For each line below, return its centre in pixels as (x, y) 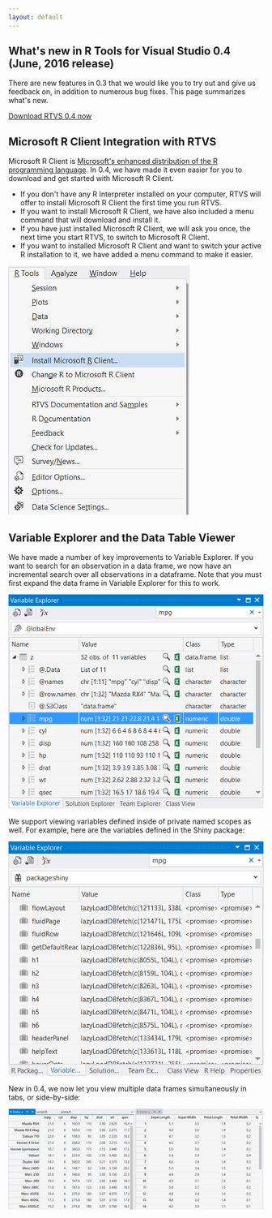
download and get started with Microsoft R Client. (91, 179)
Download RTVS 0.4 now (50, 116)
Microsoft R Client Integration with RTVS (113, 142)
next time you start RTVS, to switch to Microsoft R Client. (115, 237)
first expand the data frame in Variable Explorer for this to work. (115, 583)
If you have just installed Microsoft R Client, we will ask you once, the (135, 229)
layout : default (36, 17)
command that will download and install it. (90, 220)
